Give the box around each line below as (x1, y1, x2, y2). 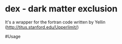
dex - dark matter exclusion (5, 3, 118, 14)
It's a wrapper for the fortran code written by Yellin (5, 19, 106, 25)
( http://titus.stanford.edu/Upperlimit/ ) (5, 24, 79, 30)
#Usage (5, 33, 21, 39)
